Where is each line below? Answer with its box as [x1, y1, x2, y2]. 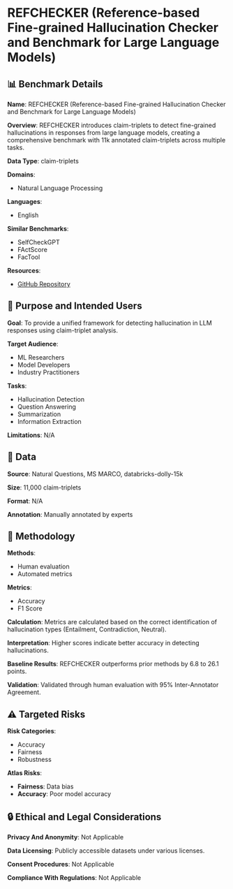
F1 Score [17, 604, 43, 612]
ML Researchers [17, 353, 65, 361]
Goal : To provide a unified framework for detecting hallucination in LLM [7, 318, 213, 327]
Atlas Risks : [7, 769, 43, 777]
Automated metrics [17, 570, 73, 578]
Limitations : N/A [7, 431, 55, 439]
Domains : [7, 170, 36, 179]
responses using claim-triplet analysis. [7, 326, 119, 335]
